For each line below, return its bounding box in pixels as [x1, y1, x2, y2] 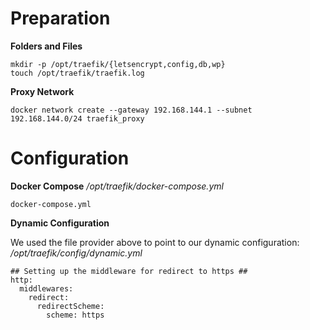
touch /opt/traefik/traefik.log [10, 68, 145, 78]
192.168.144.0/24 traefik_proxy [10, 113, 145, 124]
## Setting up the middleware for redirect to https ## [10, 266, 248, 276]
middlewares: [19, 283, 74, 294]
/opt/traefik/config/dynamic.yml [10, 247, 143, 259]
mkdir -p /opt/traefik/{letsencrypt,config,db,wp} [10, 59, 226, 69]
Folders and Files [10, 40, 83, 52]
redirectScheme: [36, 301, 105, 311]
